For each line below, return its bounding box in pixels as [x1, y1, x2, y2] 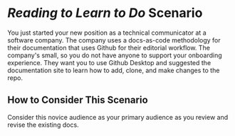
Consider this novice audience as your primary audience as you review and [7, 113, 229, 121]
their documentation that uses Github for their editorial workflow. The [7, 43, 210, 52]
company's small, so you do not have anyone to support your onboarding [7, 51, 222, 59]
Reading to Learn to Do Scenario [7, 5, 203, 21]
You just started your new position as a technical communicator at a [7, 28, 207, 37]
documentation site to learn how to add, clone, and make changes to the [7, 66, 220, 74]
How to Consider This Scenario [7, 94, 148, 106]
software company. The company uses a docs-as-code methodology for [7, 35, 221, 44]
